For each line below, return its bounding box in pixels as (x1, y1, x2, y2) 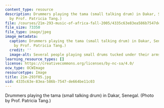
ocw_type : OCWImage (5, 66, 45, 71)
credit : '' (9, 47, 32, 52)
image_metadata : (5, 34, 38, 39)
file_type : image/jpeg (5, 30, 51, 34)
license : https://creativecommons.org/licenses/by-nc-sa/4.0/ (5, 61, 134, 66)
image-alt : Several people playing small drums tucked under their (9, 52, 150, 57)
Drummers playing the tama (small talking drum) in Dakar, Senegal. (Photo (5, 93, 154, 98)
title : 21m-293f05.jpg (5, 75, 51, 79)
